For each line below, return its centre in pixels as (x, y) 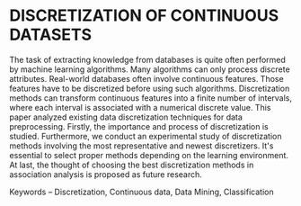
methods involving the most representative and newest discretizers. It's (142, 146)
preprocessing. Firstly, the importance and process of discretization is (139, 126)
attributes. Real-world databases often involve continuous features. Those (147, 78)
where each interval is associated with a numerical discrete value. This (140, 107)
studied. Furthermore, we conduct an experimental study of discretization (146, 136)
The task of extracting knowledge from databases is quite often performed (147, 59)
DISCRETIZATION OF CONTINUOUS (144, 16)
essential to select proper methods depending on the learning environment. (149, 155)
